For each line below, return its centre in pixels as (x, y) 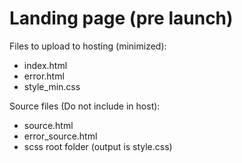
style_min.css (52, 86)
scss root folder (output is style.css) (98, 146)
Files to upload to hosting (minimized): (88, 46)
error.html (44, 76)
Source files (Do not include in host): (85, 106)
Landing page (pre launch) (121, 18)
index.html (45, 65)
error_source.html (60, 136)
